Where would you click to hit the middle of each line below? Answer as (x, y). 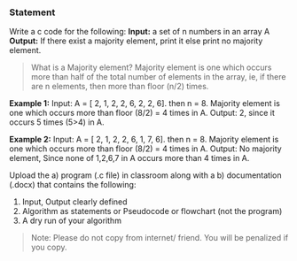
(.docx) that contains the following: (73, 185)
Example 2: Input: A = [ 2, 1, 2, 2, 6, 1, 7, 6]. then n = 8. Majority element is (144, 140)
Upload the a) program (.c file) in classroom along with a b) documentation (145, 175)
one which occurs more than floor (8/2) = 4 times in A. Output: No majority (145, 149)
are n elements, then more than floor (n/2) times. (120, 87)
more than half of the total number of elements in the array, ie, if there (158, 77)
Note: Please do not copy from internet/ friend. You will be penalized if (160, 238)
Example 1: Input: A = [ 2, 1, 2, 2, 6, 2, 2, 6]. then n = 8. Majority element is (145, 104)
